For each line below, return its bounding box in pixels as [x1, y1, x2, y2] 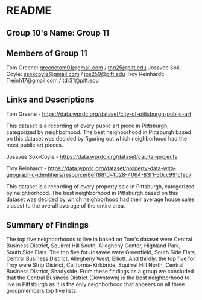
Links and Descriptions [6, 94, 95, 104]
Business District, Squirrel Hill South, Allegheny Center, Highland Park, [6, 242, 181, 249]
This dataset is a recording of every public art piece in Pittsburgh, [6, 122, 169, 130]
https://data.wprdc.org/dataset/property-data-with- [48, 165, 177, 172]
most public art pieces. [6, 141, 63, 148]
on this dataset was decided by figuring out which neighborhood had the [6, 135, 188, 142]
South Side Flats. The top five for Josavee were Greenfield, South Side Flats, [6, 249, 197, 256]
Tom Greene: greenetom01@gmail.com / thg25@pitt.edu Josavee [6, 64, 169, 71]
